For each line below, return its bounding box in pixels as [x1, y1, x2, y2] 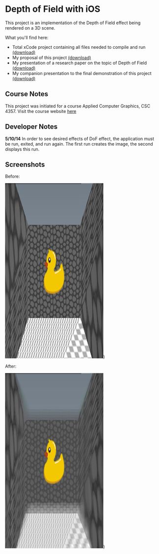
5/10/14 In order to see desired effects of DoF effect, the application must [5, 136, 155, 142]
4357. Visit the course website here [5, 108, 77, 114]
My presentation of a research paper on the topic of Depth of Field [12, 60, 147, 66]
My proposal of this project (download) [12, 54, 91, 60]
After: [5, 364, 17, 369]
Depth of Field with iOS [5, 3, 101, 15]
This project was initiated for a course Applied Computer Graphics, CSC [5, 103, 151, 109]
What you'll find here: [5, 35, 49, 40]
